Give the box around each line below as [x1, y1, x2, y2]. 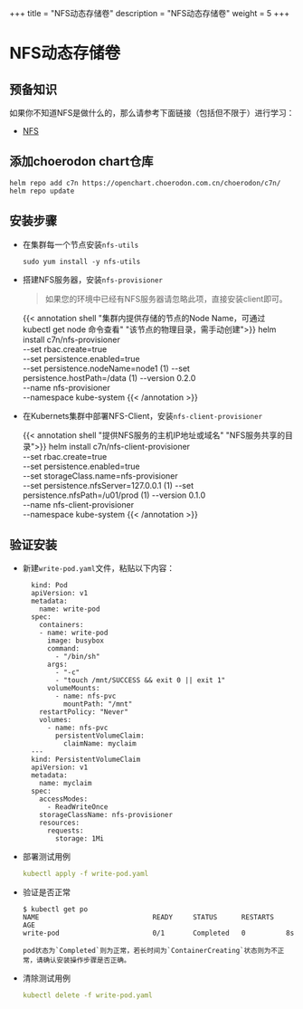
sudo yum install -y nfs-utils [22, 257, 141, 266]
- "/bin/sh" [55, 652, 100, 662]
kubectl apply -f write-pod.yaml [22, 870, 149, 879]
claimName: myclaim [62, 739, 137, 748]
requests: [46, 826, 84, 835]
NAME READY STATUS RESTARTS [22, 913, 274, 922]
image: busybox [46, 636, 104, 645]
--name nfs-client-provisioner [22, 499, 134, 509]
